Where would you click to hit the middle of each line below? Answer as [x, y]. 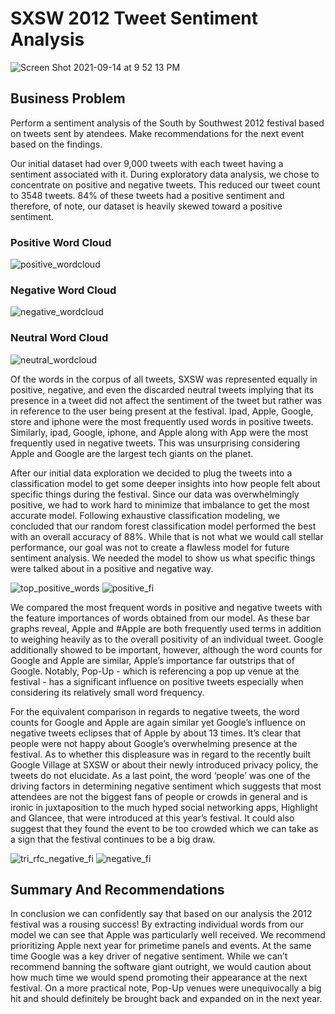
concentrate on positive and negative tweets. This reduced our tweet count [165, 184]
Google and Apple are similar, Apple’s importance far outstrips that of [152, 660]
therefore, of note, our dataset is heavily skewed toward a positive [146, 206]
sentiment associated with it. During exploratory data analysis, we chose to [165, 174]
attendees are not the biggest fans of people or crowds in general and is [159, 796]
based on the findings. [56, 144]
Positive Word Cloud [61, 242]
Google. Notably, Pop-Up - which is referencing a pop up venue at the [155, 671]
